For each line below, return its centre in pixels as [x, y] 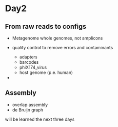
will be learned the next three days [40, 119]
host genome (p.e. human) [46, 73]
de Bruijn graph [28, 109]
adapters [28, 57]
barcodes [29, 62]
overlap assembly [30, 105]
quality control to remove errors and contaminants [62, 47]
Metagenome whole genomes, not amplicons [58, 38]
